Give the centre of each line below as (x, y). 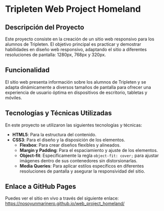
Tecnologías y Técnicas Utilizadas (59, 113)
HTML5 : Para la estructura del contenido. (54, 134)
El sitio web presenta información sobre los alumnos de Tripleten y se (76, 82)
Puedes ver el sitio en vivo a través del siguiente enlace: (62, 198)
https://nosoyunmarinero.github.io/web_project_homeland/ (65, 204)
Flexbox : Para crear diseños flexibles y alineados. (70, 145)
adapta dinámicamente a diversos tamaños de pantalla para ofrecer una (78, 87)
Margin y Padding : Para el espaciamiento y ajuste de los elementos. (89, 150)
